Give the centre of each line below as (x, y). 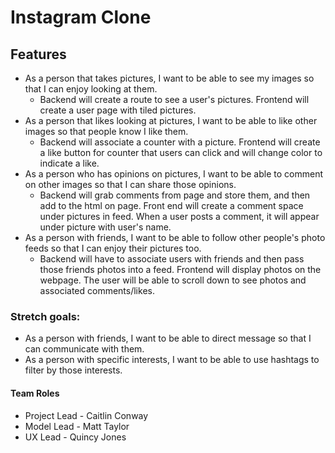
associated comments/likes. (97, 290)
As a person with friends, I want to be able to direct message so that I (168, 338)
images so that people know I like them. (106, 131)
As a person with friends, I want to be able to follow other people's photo (175, 237)
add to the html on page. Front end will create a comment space (171, 205)
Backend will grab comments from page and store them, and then (175, 195)
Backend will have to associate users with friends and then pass (172, 259)
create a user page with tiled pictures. (118, 110)
